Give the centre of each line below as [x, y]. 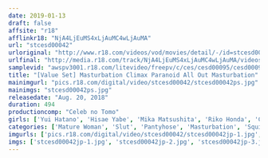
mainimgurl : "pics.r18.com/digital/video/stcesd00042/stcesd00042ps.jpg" [134, 82]
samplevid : [26, 68]
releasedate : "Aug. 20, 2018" [59, 97]
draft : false [30, 23]
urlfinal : [25, 61]
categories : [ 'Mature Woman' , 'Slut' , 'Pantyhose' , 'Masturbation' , [124, 127]
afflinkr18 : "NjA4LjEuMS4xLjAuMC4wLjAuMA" [80, 38]
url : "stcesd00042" [41, 45]
